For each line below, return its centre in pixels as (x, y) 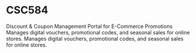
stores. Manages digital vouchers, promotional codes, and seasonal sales (95, 38)
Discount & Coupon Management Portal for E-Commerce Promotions (89, 26)
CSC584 (27, 10)
